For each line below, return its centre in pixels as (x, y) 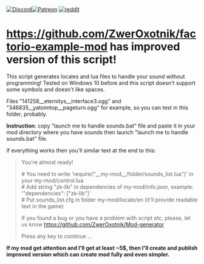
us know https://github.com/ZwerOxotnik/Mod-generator (93, 224)
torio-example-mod (57, 47)
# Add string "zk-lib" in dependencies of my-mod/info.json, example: (107, 187)
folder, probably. (27, 114)
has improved (145, 47)
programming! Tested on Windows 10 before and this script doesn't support (101, 83)
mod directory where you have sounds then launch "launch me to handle (97, 132)
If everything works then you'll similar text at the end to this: (81, 150)
